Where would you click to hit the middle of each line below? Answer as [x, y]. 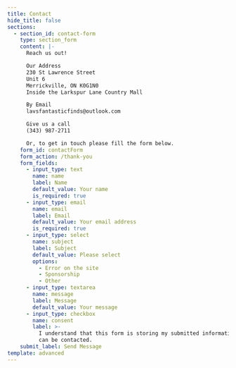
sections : [22, 27]
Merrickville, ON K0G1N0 [62, 85]
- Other [50, 281]
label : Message [55, 300]
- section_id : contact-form [55, 33]
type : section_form [48, 40]
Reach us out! [47, 54]
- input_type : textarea [61, 288]
